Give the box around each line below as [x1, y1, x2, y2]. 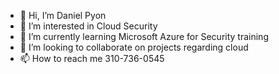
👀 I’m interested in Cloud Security [19, 20, 158, 32]
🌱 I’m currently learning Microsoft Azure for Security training [19, 31, 269, 42]
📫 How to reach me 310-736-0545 [19, 53, 165, 64]
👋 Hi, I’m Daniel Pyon [19, 10, 107, 21]
